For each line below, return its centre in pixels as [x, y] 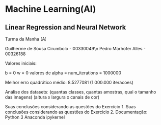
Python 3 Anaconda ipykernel [35, 117]
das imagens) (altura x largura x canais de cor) [52, 97]
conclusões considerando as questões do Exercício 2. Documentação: [76, 112]
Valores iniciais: [21, 63]
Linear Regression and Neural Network [66, 27]
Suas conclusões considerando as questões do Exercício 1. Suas [70, 107]
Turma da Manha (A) [26, 39]
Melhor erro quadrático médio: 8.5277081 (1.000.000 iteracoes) [69, 82]
